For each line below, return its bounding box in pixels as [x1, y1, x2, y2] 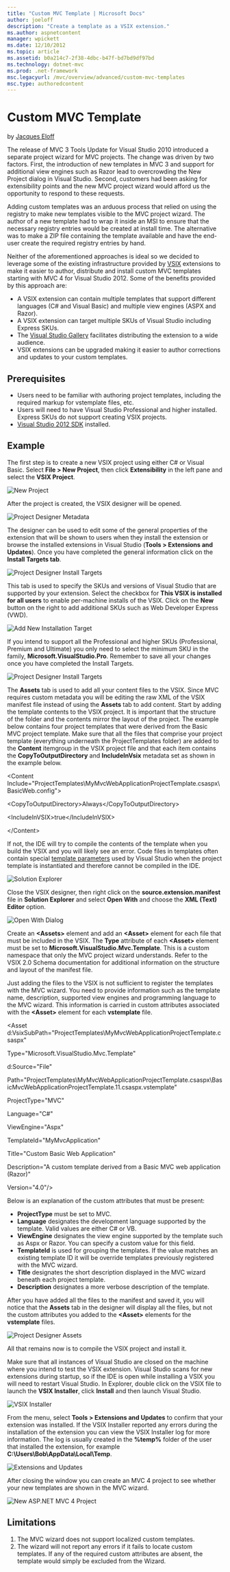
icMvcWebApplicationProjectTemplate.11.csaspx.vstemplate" [7, 1083, 178, 1091]
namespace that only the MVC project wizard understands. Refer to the [7, 951, 208, 959]
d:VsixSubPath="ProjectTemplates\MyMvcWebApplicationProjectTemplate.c [7, 1028, 221, 1037]
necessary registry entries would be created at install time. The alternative [7, 224, 217, 233]
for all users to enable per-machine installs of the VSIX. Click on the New [7, 596, 214, 604]
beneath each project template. [16, 1275, 106, 1283]
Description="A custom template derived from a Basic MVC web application [7, 1163, 221, 1171]
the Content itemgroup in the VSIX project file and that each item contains [7, 744, 217, 752]
